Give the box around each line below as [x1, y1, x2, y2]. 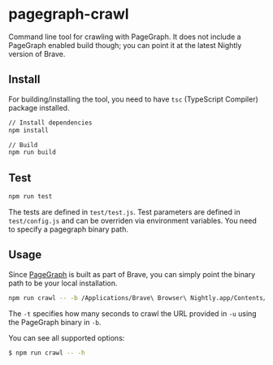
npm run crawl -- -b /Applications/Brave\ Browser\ [8, 293, 187, 302]
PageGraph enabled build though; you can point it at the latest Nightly [8, 40, 242, 50]
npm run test [8, 193, 53, 201]
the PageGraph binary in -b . [8, 317, 102, 327]
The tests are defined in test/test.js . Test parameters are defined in [8, 206, 241, 216]
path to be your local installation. [8, 278, 118, 288]
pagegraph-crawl [8, 5, 129, 24]
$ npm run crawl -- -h [8, 349, 85, 357]
